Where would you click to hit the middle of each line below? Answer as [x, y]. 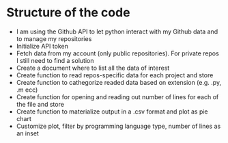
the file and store [40, 104]
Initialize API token [42, 46]
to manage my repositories [54, 38]
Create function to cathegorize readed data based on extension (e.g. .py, [119, 82]
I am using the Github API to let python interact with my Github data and [117, 31]
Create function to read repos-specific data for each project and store [115, 75]
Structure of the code [68, 13]
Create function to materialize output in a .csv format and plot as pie [112, 112]
